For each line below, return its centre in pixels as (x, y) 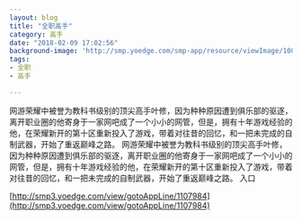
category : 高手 (36, 34)
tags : (19, 59)
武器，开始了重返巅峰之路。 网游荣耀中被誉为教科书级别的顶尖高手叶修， (152, 144)
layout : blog (34, 18)
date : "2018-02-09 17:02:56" (64, 43)
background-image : (44, 51)
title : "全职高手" (41, 26)
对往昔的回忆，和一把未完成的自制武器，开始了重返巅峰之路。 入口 (133, 178)
